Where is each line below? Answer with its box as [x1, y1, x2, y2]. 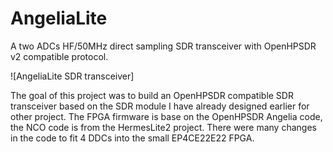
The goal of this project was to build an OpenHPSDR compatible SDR [10, 89, 294, 101]
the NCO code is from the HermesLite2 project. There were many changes [10, 121, 317, 133]
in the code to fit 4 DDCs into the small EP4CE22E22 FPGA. [10, 132, 255, 144]
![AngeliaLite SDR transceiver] [10, 70, 135, 82]
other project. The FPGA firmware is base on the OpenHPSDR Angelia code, [10, 110, 323, 122]
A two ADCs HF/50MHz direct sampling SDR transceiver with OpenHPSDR [10, 40, 317, 52]
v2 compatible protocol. [10, 50, 109, 62]
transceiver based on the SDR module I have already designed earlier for [10, 100, 310, 112]
